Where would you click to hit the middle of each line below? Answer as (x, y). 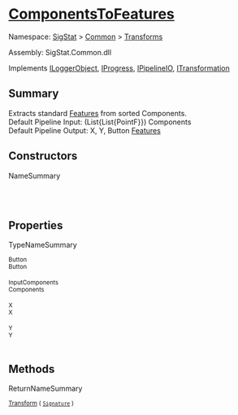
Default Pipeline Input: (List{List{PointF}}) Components (100, 122)
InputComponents (34, 283)
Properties (36, 225)
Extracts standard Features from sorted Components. (97, 113)
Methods (32, 369)
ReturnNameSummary (45, 389)
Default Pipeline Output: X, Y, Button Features (84, 130)
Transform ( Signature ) (41, 404)
